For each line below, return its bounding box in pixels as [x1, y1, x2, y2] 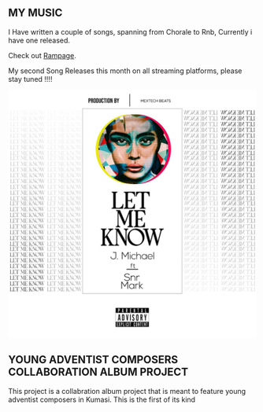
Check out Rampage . [8, 50, 76, 60]
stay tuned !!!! [8, 74, 53, 83]
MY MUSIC [8, 6, 63, 20]
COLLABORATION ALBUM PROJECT [8, 366, 189, 379]
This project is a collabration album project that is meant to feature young [8, 386, 246, 395]
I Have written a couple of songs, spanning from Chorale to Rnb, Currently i [8, 27, 253, 36]
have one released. [8, 35, 71, 45]
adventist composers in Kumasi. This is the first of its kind [8, 395, 195, 404]
